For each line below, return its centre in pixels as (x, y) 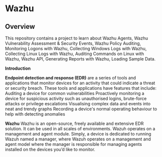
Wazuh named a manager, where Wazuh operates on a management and (78, 139)
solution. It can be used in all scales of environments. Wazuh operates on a (80, 129)
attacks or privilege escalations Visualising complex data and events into (78, 104)
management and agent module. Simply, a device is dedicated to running (78, 134)
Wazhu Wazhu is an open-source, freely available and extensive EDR (74, 123)
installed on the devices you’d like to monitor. (50, 149)
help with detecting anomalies (35, 114)
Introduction (18, 68)
